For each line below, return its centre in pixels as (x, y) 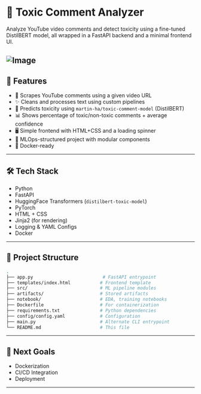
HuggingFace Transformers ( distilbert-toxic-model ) (81, 201)
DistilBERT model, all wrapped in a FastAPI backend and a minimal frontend (99, 35)
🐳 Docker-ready (34, 146)
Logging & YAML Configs (46, 226)
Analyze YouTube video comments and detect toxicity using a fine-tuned (96, 29)
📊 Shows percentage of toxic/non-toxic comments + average (91, 115)
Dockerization (32, 366)
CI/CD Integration (36, 372)
